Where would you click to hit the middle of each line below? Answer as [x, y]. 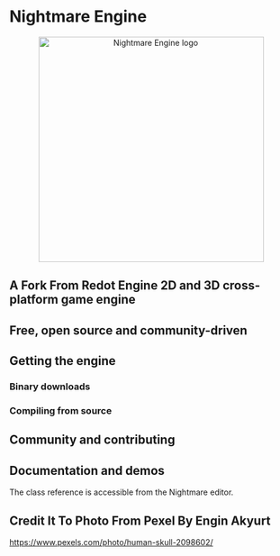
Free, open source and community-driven [128, 330]
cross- [241, 286]
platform [34, 300]
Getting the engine [63, 361]
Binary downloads [50, 387]
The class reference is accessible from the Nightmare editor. [122, 492]
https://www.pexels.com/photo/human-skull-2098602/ [111, 542]
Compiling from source [61, 410]
